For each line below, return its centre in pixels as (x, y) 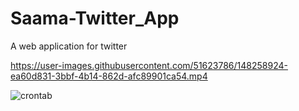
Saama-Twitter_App (95, 18)
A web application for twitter (69, 46)
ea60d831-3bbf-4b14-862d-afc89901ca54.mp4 (109, 76)
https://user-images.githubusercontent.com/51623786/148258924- (149, 65)
